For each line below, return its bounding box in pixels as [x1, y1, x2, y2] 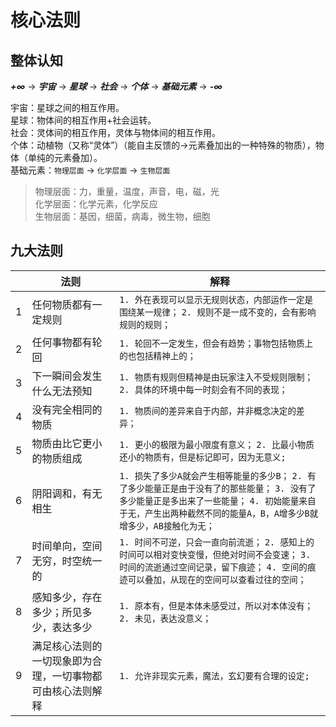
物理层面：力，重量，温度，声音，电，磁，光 [34, 186, 220, 197]
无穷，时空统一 [31, 554, 103, 568]
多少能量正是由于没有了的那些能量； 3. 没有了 [127, 482, 317, 494]
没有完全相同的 [31, 402, 103, 416]
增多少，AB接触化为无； [119, 520, 215, 531]
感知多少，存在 [31, 590, 103, 604]
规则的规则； [119, 319, 171, 330]
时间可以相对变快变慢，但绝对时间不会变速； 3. [119, 549, 312, 560]
